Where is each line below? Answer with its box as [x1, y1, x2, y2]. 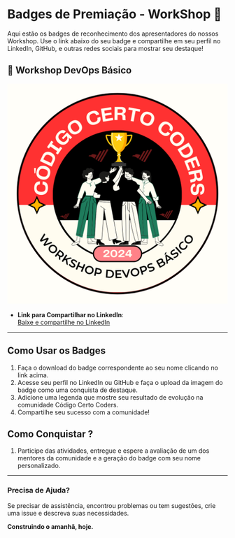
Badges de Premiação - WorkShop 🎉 [7, 6, 222, 22]
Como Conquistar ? [7, 428, 93, 439]
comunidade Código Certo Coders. [17, 400, 119, 409]
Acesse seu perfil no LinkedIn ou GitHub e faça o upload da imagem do [17, 378, 223, 386]
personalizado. [17, 461, 61, 470]
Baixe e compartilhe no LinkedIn [17, 318, 111, 326]
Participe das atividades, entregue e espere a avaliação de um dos [17, 446, 210, 455]
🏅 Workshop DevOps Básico [7, 64, 132, 76]
